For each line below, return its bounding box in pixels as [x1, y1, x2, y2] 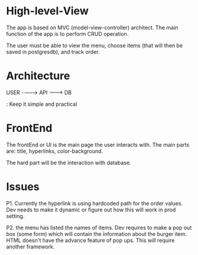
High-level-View [6, 4, 89, 18]
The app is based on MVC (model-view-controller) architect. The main [6, 24, 178, 31]
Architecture [6, 69, 70, 83]
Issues [6, 180, 40, 193]
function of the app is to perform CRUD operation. [6, 30, 129, 37]
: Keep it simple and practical [6, 100, 77, 107]
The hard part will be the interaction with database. [6, 159, 131, 166]
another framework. [6, 243, 55, 250]
